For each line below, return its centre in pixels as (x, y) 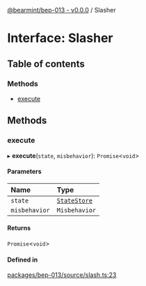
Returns (19, 228)
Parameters (24, 172)
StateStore (74, 200)
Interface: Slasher (60, 38)
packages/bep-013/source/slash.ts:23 (62, 275)
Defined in (23, 260)
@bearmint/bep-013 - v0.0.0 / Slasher (62, 10)
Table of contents (46, 64)
